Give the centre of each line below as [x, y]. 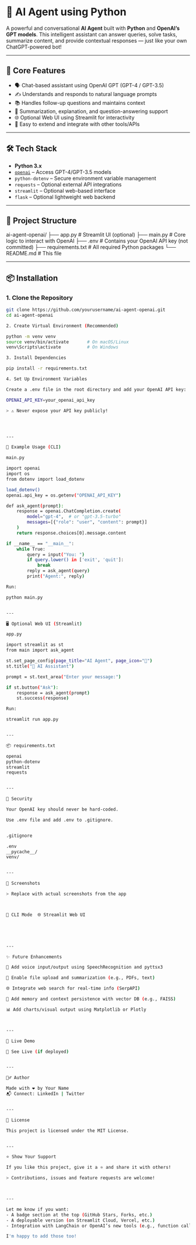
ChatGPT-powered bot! [34, 47]
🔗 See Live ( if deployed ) [37, 1051]
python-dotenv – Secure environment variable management [85, 178]
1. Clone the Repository [39, 297]
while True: [31, 549]
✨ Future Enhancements [34, 957]
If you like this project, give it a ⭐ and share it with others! [89, 1168]
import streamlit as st [35, 645]
